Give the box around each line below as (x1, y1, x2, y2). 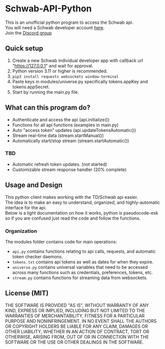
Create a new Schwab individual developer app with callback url (12, 58, 143, 63)
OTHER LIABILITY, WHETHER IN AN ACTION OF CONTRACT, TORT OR (5, 328, 149, 335)
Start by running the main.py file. (12, 89, 79, 95)
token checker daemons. (12, 253, 63, 259)
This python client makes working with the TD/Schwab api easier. (5, 194, 138, 200)
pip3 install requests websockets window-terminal (12, 74, 119, 79)
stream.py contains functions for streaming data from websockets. (12, 275, 148, 281)
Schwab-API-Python (5, 3, 92, 14)
